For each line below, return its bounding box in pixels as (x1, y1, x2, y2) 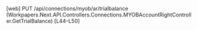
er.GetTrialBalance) (6, 18, 53, 24)
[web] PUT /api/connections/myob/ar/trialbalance (6, 5, 128, 12)
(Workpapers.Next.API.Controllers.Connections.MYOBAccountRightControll (6, 11, 192, 18)
